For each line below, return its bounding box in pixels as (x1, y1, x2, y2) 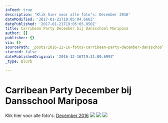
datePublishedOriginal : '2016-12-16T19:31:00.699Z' (5, 54, 115, 59)
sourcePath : (5, 45, 30, 50)
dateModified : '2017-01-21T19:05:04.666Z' (5, 17, 95, 22)
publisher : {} (5, 36, 35, 41)
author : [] (5, 31, 28, 36)
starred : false (5, 49, 37, 54)
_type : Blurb (5, 59, 32, 64)
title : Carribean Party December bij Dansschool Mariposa (5, 26, 128, 31)
